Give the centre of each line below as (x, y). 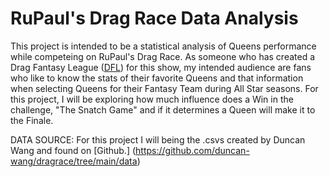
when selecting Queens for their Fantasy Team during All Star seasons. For (164, 88)
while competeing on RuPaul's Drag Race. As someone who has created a (163, 56)
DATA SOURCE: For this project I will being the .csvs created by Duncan (158, 139)
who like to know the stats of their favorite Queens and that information (157, 78)
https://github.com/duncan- (192, 150)
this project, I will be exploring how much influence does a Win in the (152, 99)
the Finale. (32, 120)
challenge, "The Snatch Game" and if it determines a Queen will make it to (163, 109)
